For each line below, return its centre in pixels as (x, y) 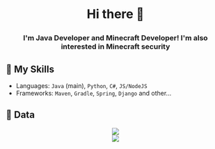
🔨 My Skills (30, 69)
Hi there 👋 (116, 14)
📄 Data (21, 115)
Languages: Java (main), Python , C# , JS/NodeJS (81, 86)
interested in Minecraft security (116, 46)
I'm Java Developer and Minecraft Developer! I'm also (116, 38)
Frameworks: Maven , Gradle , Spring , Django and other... (94, 93)
